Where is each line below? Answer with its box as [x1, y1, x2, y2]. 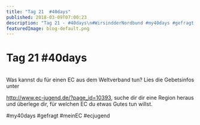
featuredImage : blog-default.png [6, 25, 90, 32]
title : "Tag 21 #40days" [6, 8, 71, 15]
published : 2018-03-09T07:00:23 [6, 14, 87, 20]
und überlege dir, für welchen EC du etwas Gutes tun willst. [6, 100, 153, 108]
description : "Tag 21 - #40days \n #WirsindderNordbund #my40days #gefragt [6, 20, 195, 26]
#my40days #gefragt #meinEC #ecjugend [6, 112, 110, 120]
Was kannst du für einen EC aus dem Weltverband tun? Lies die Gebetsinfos [6, 76, 195, 84]
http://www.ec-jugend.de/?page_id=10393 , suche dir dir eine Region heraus [6, 94, 195, 102]
